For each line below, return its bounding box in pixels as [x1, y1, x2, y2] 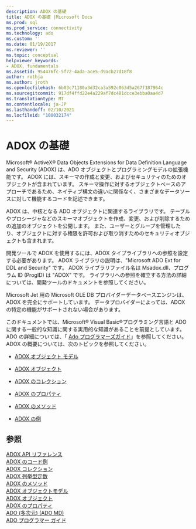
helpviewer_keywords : [6, 57, 59, 63]
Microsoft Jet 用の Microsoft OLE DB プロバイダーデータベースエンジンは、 [6, 291, 187, 299]
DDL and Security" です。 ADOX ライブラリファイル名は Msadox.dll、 [6, 264, 174, 272]
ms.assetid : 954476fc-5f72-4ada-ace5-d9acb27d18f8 [6, 69, 132, 74]
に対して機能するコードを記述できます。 [11, 195, 108, 202]
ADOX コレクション [6, 466, 53, 472]
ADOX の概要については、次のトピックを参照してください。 [6, 341, 150, 348]
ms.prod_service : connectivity [6, 25, 82, 31]
